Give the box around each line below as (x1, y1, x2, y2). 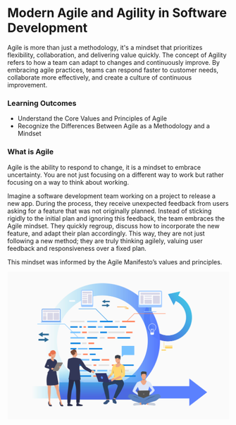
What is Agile (7, 147, 54, 156)
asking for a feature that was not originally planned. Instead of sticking (7, 207, 212, 215)
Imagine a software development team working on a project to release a (7, 192, 216, 200)
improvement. (7, 80, 48, 89)
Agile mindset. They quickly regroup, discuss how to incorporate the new (7, 221, 220, 230)
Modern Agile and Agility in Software (7, 5, 228, 21)
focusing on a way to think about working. (7, 178, 129, 186)
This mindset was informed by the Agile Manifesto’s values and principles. (7, 257, 223, 266)
